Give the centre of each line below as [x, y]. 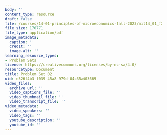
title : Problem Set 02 [29, 74]
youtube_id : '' [25, 125]
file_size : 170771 [24, 28]
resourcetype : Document [30, 70]
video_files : [19, 83]
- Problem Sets [21, 60]
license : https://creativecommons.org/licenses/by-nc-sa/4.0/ [71, 65]
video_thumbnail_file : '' [37, 97]
